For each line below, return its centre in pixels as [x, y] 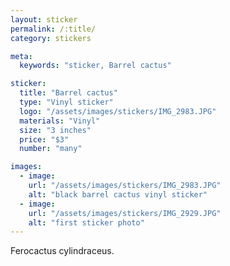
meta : [21, 56]
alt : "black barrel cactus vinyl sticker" [118, 194]
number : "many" [51, 149]
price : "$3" [44, 139]
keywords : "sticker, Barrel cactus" [95, 66]
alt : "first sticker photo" [86, 222]
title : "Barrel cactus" [68, 93]
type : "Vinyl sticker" [66, 102]
